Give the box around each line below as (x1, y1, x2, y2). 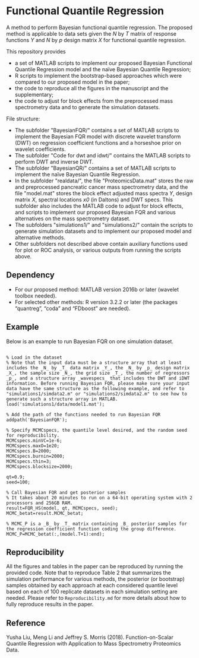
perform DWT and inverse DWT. (14, 158, 94, 165)
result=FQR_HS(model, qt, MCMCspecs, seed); (6, 505, 118, 511)
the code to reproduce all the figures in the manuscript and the (14, 84, 169, 91)
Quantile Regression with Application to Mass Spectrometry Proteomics (6, 640, 181, 647)
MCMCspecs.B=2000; (6, 448, 52, 454)
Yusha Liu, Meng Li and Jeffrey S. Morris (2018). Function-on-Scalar (6, 634, 173, 641)
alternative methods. (14, 233, 65, 241)
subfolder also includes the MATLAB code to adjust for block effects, (14, 202, 184, 209)
